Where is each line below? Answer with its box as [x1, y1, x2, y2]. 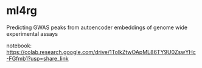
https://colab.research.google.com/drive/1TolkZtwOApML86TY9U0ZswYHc [6, 48, 197, 55]
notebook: [6, 42, 32, 49]
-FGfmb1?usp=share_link [6, 55, 69, 62]
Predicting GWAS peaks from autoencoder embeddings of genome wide [6, 24, 187, 31]
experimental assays [6, 30, 58, 37]
